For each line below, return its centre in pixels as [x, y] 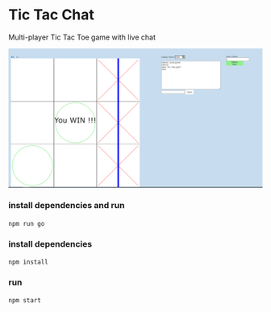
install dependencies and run [67, 206]
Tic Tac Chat [52, 15]
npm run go [27, 223]
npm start [25, 301]
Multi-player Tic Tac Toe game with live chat [82, 37]
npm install [28, 262]
